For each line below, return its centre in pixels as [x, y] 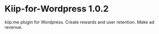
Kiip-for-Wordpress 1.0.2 [57, 9]
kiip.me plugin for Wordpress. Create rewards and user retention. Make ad [79, 22]
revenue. [13, 27]
